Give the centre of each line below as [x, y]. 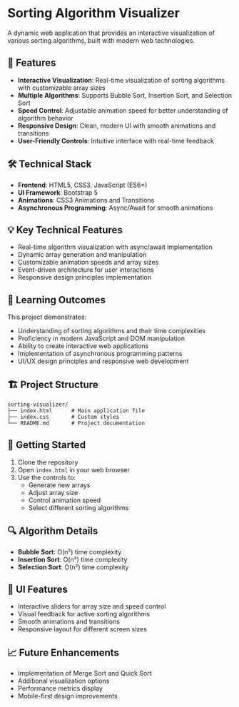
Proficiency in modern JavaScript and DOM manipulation [101, 339]
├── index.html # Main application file [76, 411]
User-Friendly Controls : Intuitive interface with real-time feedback [116, 141]
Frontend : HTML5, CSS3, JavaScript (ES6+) [82, 185]
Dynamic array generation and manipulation [82, 255]
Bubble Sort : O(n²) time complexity [70, 551]
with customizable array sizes [61, 88]
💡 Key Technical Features [65, 230]
